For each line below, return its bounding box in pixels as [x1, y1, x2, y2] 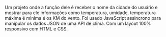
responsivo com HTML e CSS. [5, 26, 68, 32]
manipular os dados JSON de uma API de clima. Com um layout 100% [5, 20, 151, 26]
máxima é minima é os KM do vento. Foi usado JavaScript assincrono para [5, 15, 161, 21]
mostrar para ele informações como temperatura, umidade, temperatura [5, 10, 156, 16]
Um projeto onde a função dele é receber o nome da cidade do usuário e [5, 5, 158, 10]
